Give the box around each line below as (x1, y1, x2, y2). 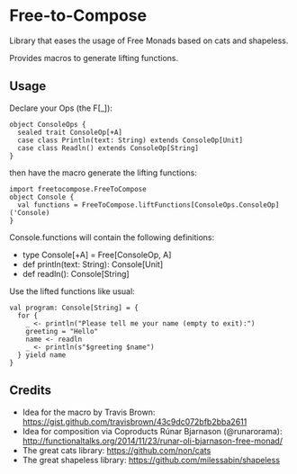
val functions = (17, 200, 78, 210)
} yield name (17, 350, 67, 360)
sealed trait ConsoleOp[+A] (17, 128, 123, 137)
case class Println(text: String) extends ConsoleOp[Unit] (17, 136, 244, 145)
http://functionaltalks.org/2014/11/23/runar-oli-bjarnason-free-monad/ (22, 435, 283, 446)
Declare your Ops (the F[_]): (9, 103, 112, 113)
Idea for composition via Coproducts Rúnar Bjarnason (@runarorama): (22, 425, 283, 436)
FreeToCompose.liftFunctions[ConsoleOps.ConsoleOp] (81, 200, 280, 210)
